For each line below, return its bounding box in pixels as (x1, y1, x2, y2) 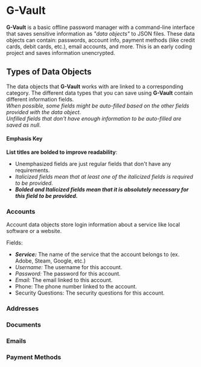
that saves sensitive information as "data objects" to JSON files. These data (6, 30, 195, 37)
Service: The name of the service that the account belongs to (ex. (14, 251, 180, 258)
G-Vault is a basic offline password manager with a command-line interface (6, 24, 195, 31)
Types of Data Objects (6, 67, 92, 77)
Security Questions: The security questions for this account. (14, 289, 165, 296)
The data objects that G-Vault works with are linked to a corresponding (6, 83, 183, 90)
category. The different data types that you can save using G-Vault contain (6, 89, 193, 97)
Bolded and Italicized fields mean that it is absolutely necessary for (14, 185, 189, 193)
